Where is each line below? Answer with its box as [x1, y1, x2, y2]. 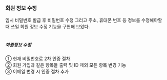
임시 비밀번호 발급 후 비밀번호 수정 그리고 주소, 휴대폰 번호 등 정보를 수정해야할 [5, 17, 162, 24]
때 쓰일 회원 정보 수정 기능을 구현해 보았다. [5, 24, 90, 30]
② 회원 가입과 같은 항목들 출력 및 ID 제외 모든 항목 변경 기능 [5, 62, 127, 68]
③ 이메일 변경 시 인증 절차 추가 [5, 68, 69, 75]
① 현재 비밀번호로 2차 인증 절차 [5, 55, 71, 62]
